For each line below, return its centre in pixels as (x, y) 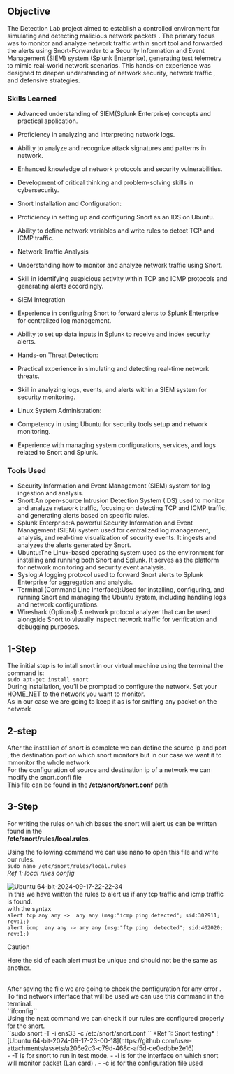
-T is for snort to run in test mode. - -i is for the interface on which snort (115, 1055)
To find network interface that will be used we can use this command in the (116, 996)
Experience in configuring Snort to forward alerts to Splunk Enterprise (118, 313)
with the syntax (29, 908)
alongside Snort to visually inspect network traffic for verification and (117, 619)
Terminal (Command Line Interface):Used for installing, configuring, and (121, 590)
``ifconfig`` (22, 1011)
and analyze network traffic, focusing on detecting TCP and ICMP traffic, (122, 508)
